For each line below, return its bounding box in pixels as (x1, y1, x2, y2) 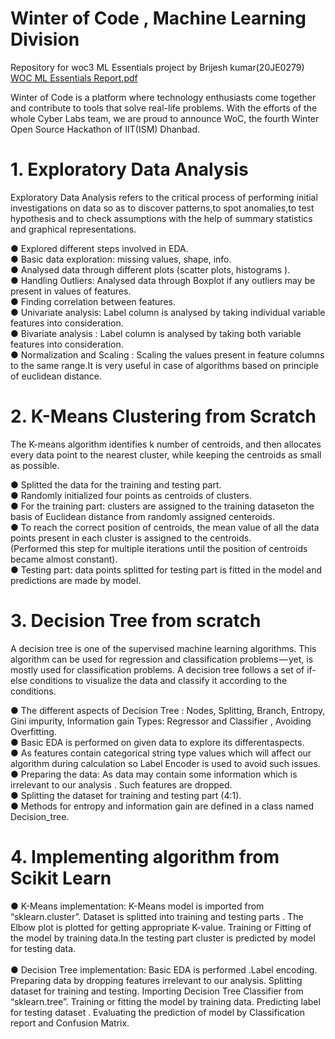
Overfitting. (10, 725, 57, 737)
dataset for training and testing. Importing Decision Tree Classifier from (10, 985, 304, 997)
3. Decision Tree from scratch (10, 610, 262, 632)
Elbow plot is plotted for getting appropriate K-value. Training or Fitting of (10, 921, 312, 933)
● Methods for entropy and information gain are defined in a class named (10, 800, 315, 812)
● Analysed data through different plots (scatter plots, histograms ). (10, 263, 291, 276)
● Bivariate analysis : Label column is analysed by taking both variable (10, 327, 302, 339)
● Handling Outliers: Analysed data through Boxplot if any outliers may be (10, 274, 316, 286)
